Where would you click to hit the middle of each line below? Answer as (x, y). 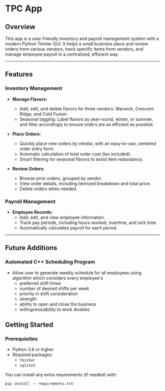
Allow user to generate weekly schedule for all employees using (77, 273)
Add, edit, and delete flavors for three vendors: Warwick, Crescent (87, 108)
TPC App (24, 9)
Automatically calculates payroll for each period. (69, 228)
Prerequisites (21, 339)
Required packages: (32, 355)
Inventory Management (34, 88)
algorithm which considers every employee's (57, 278)
